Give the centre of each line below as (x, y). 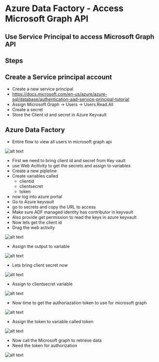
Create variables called (35, 176)
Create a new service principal (43, 89)
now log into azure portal (37, 197)
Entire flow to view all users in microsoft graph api (62, 142)
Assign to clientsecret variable (42, 284)
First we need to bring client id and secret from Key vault (69, 160)
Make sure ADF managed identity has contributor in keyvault (72, 212)
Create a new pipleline (34, 171)
